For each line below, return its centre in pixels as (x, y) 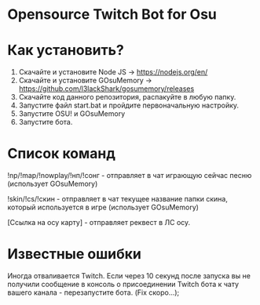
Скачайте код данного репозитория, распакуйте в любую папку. (127, 97)
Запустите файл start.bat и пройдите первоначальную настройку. (129, 105)
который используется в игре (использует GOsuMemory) (103, 207)
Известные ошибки (75, 254)
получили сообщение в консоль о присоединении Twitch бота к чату (123, 284)
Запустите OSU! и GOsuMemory (72, 114)
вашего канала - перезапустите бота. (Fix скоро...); (93, 292)
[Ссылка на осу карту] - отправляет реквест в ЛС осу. (99, 223)
